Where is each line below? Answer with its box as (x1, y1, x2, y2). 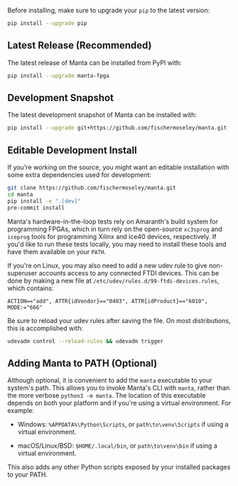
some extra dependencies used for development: (7, 171, 151, 179)
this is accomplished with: (7, 324, 84, 332)
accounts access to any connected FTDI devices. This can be (38, 268, 220, 277)
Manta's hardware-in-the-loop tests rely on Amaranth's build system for (7, 217, 219, 226)
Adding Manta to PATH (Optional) (7, 357, 158, 369)
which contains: (7, 284, 54, 292)
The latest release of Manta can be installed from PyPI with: (7, 58, 183, 67)
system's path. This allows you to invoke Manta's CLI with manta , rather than (7, 384, 230, 392)
